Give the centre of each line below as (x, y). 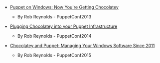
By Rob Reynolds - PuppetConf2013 (54, 17)
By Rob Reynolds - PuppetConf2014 (54, 36)
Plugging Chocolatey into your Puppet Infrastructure (64, 26)
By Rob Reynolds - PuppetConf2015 (54, 55)
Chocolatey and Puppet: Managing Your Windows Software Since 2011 (82, 46)
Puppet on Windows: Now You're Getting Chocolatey (64, 7)
